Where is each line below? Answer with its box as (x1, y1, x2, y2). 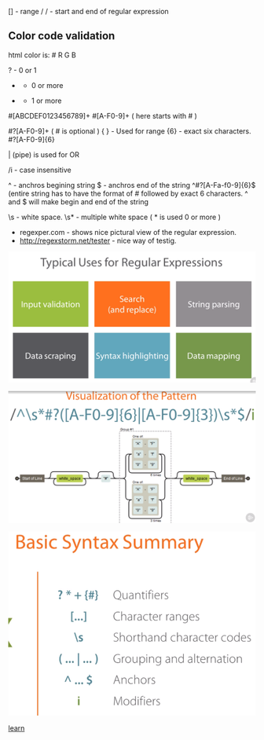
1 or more (31, 96, 62, 105)
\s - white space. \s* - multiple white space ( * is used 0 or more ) (8, 212, 222, 222)
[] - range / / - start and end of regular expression (8, 7, 169, 16)
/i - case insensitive (8, 165, 72, 174)
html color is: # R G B (8, 50, 76, 60)
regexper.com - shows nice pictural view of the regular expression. (19, 227, 237, 236)
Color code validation (8, 29, 115, 42)
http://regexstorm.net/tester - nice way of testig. (19, 236, 177, 245)
